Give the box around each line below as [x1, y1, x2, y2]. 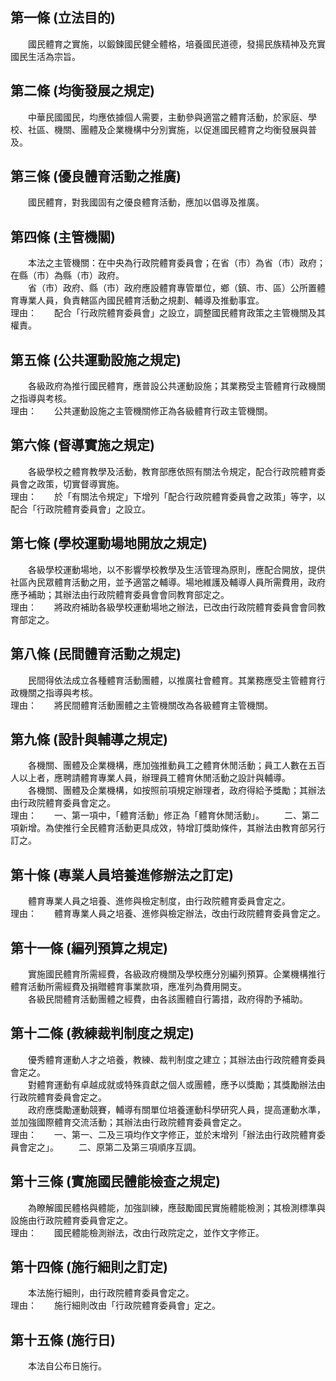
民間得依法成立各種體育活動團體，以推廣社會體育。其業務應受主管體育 [27, 674, 317, 686]
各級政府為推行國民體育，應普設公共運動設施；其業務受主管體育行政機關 [27, 380, 326, 392]
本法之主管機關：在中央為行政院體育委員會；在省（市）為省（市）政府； [27, 257, 326, 269]
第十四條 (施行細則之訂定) [10, 1258, 168, 1275]
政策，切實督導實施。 [36, 478, 125, 490]
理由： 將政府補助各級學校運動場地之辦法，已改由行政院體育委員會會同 [10, 601, 317, 613]
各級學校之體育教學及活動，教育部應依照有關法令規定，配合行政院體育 [27, 465, 317, 477]
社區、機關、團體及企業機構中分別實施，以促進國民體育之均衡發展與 [27, 123, 308, 135]
